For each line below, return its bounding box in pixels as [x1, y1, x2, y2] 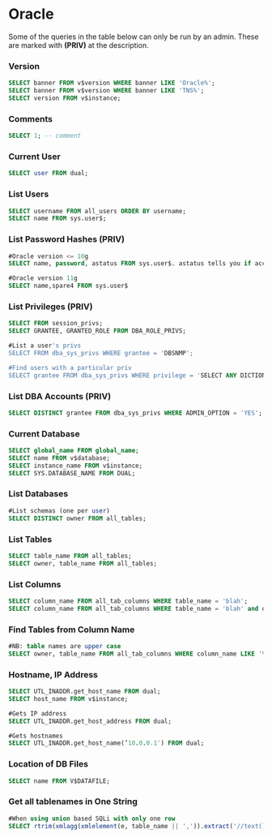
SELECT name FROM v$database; [8, 453, 111, 462]
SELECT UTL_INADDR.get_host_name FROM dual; [8, 687, 161, 696]
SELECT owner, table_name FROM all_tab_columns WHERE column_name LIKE [8, 650, 255, 658]
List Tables [8, 533, 53, 544]
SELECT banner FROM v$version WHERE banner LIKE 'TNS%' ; [8, 87, 205, 95]
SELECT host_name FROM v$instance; [8, 694, 129, 703]
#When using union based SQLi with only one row [8, 814, 176, 823]
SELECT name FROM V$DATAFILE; [8, 776, 111, 785]
